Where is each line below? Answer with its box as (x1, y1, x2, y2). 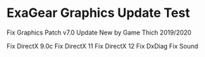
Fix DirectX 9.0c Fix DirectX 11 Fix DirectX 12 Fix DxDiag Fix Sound (6, 42, 199, 50)
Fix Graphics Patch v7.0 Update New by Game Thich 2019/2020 (6, 28, 192, 37)
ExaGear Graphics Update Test (6, 5, 190, 21)
